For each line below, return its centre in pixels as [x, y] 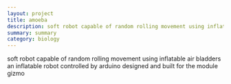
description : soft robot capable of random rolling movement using [106, 26]
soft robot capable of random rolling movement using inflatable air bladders [114, 59]
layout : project [30, 13]
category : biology [33, 39]
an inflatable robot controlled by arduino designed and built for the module [113, 66]
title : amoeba [27, 20]
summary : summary [32, 33]
